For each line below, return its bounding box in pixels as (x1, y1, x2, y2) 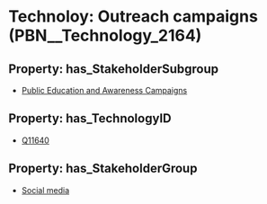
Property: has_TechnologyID (8, 111, 172, 127)
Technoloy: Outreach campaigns (8, 6, 258, 27)
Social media (21, 184, 70, 195)
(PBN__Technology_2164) (8, 25, 202, 46)
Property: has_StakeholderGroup (8, 161, 198, 176)
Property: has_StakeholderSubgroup (8, 61, 219, 76)
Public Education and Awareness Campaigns (21, 85, 188, 95)
